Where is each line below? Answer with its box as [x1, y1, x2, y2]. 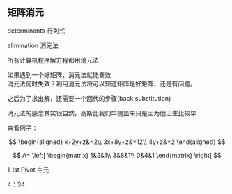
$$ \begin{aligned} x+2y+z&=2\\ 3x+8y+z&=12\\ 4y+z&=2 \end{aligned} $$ [8, 138, 226, 146]
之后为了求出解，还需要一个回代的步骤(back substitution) [7, 94, 171, 102]
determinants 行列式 [7, 26, 65, 35]
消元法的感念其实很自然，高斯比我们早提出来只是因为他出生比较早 [7, 108, 196, 117]
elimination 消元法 [7, 41, 59, 49]
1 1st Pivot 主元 [7, 165, 50, 174]
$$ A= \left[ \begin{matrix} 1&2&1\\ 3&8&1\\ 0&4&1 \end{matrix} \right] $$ [13, 151, 222, 159]
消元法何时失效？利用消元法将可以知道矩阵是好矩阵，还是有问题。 [7, 79, 196, 88]
